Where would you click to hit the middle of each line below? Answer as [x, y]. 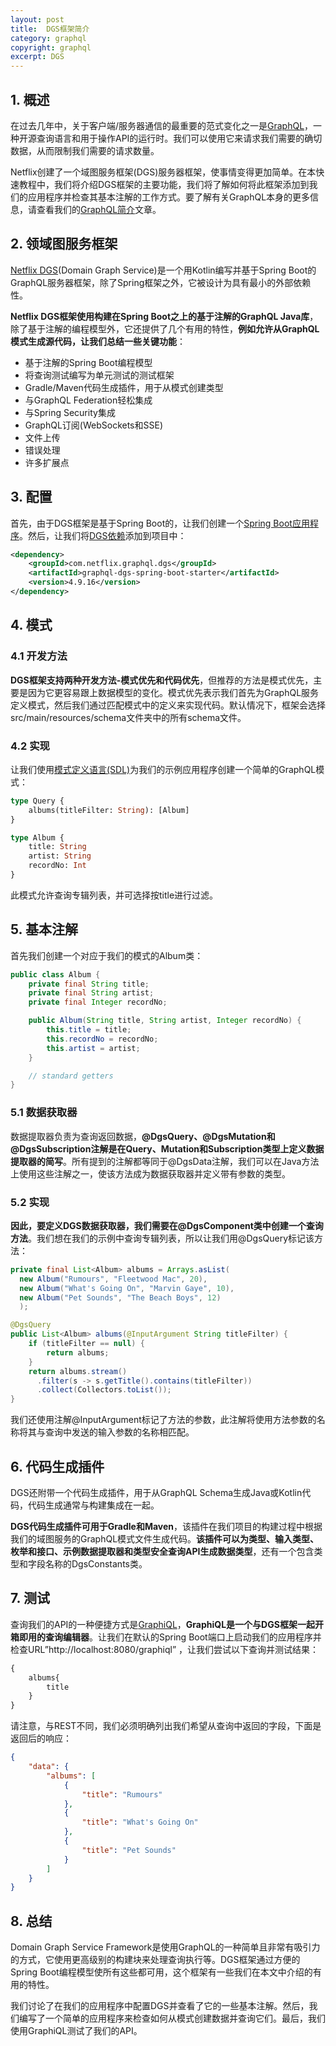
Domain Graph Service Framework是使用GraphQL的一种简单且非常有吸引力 [165, 1947]
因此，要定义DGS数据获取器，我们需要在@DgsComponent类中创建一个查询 [167, 1225]
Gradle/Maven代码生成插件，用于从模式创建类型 [124, 387]
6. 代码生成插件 [57, 1466]
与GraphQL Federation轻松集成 [88, 400]
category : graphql [48, 38]
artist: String [60, 856]
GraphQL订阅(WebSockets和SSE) [93, 425]
